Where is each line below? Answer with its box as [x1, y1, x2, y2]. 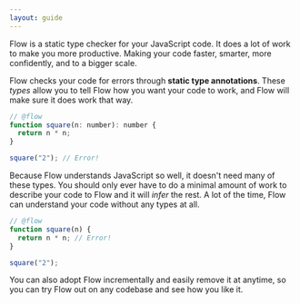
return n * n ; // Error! [17, 233, 112, 242]
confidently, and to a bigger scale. [9, 57, 138, 68]
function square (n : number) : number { [9, 120, 156, 130]
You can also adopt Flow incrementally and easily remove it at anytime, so [9, 274, 286, 286]
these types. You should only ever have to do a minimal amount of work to [9, 180, 287, 191]
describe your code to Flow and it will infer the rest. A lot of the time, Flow [9, 190, 286, 200]
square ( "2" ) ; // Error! [9, 153, 100, 163]
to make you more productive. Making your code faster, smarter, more [9, 47, 272, 59]
